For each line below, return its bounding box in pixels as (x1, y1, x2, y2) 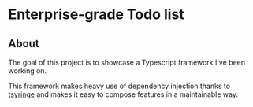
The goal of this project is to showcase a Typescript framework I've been (8, 57, 246, 67)
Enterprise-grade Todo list (8, 6, 185, 24)
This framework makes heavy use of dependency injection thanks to (8, 81, 231, 90)
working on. (8, 66, 47, 76)
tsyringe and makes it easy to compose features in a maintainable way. (8, 90, 239, 99)
